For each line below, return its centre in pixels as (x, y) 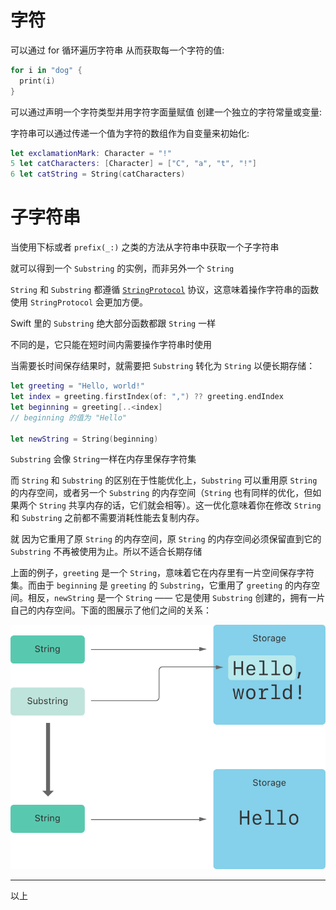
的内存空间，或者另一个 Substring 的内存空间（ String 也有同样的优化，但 (161, 493)
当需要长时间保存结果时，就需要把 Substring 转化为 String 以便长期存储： (163, 366)
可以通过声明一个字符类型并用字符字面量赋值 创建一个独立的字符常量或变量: (166, 112)
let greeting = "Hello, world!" (77, 386)
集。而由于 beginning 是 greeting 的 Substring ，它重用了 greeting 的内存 (161, 585)
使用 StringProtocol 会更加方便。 (79, 302)
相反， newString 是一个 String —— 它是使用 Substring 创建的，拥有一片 (176, 598)
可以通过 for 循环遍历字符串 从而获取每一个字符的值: (117, 50)
